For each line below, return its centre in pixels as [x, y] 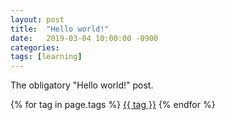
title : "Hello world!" [60, 29]
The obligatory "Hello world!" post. [82, 85]
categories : [35, 47]
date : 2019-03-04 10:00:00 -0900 [84, 38]
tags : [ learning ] [46, 57]
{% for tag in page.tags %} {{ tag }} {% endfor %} [113, 105]
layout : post [37, 19]
